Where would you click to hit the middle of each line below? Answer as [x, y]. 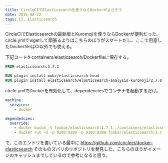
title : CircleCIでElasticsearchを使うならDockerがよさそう [64, 10]
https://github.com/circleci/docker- [116, 143]
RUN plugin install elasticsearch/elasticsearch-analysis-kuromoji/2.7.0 [84, 81]
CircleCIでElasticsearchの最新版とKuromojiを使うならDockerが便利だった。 [83, 34]
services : [20, 105]
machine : [14, 100]
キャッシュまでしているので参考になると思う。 [62, 155]
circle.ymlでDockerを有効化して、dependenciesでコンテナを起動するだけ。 [83, 91]
